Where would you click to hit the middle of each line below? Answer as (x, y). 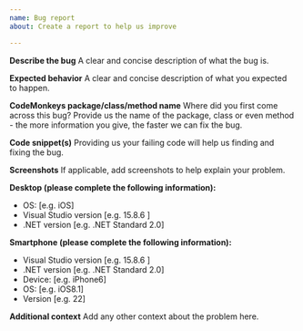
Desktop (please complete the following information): (113, 187)
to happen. (30, 88)
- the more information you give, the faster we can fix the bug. (126, 125)
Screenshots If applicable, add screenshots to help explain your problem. (147, 170)
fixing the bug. (36, 152)
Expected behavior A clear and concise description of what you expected (148, 78)
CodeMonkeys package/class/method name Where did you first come (144, 105)
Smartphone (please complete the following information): (121, 242)
